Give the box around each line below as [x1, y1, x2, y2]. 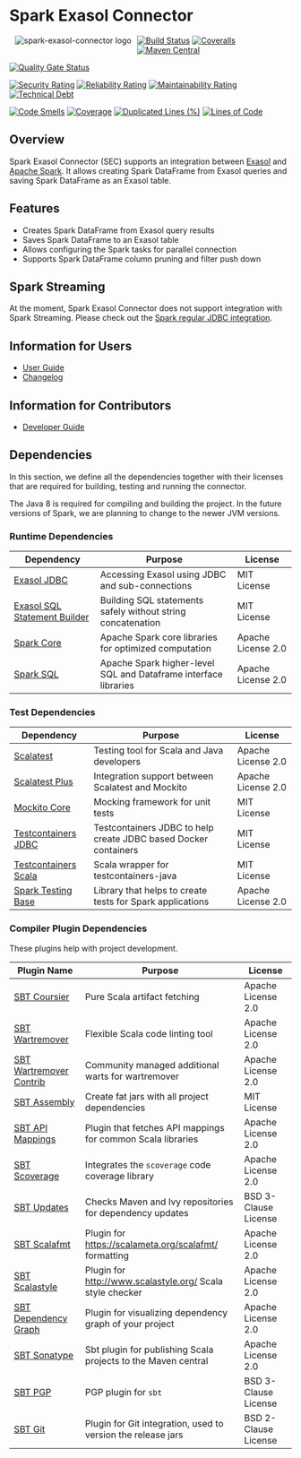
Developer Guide [21, 422, 85, 432]
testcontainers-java [93, 870, 177, 883]
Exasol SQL [13, 600, 63, 612]
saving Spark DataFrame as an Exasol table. [9, 175, 172, 185]
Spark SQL [13, 669, 60, 681]
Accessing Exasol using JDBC [99, 568, 227, 581]
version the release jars [84, 1428, 184, 1441]
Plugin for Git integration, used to [84, 1417, 224, 1429]
